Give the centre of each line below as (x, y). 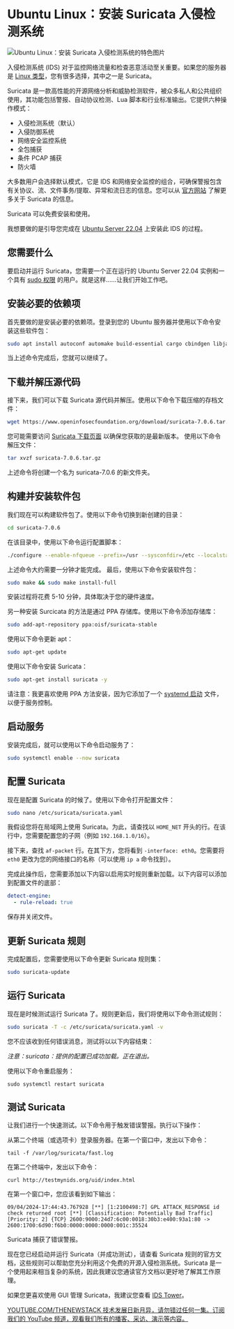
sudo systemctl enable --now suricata (63, 758)
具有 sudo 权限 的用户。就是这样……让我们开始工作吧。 (92, 279)
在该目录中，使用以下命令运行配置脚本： (65, 542)
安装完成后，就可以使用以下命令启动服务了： (71, 744)
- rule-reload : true (43, 903)
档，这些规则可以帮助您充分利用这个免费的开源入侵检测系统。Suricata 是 (111, 1263)
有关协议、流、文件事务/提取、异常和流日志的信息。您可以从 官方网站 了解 (114, 190)
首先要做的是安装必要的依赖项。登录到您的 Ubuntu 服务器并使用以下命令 (111, 322)
